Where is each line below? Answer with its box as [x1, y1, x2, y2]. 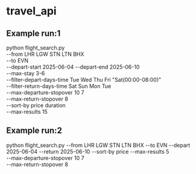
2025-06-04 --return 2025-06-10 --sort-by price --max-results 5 [6, 148, 169, 155]
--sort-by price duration [6, 102, 66, 109]
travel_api [6, 4, 57, 18]
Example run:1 [6, 28, 61, 39]
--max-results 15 [6, 108, 48, 115]
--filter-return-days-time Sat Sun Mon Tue [6, 82, 112, 90]
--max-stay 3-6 [6, 70, 45, 76]
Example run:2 [6, 125, 62, 136]
